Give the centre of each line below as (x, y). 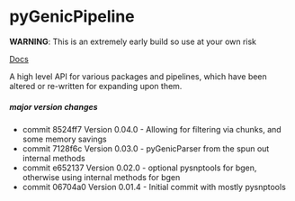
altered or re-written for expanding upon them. (96, 86)
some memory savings (64, 139)
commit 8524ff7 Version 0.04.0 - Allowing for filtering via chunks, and (152, 129)
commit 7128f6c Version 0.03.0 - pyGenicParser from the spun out (146, 148)
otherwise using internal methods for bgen (101, 177)
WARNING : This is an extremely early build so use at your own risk (133, 41)
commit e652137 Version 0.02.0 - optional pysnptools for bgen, (139, 168)
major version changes (54, 106)
